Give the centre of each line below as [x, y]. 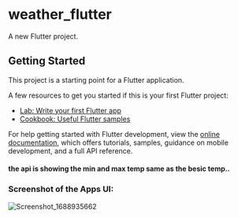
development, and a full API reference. [71, 150]
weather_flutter [60, 15]
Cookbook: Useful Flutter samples [75, 119]
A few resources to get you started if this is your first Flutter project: [118, 95]
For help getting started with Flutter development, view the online [114, 134]
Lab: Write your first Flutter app [71, 110]
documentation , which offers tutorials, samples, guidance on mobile [118, 142]
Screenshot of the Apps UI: [61, 189]
